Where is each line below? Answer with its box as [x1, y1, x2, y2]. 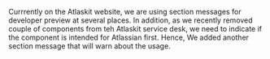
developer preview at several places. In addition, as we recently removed [8, 15, 254, 25]
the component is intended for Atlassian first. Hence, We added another [8, 32, 250, 42]
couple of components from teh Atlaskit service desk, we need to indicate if [8, 24, 263, 33]
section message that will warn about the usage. [8, 41, 171, 51]
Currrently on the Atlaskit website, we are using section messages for [8, 7, 242, 16]
